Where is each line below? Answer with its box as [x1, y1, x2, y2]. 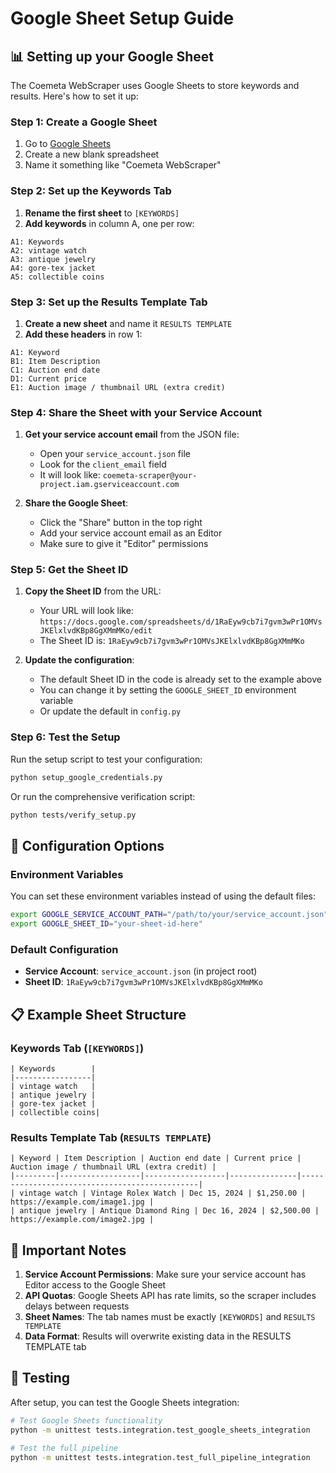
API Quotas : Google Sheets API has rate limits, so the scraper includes [24, 1290, 317, 1302]
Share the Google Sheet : [24, 497, 129, 509]
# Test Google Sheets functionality [10, 1415, 163, 1426]
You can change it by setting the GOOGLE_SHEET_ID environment [39, 684, 297, 696]
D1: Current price [10, 373, 87, 384]
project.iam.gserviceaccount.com [39, 480, 180, 490]
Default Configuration [10, 942, 119, 956]
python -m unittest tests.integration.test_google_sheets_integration [10, 1425, 311, 1435]
